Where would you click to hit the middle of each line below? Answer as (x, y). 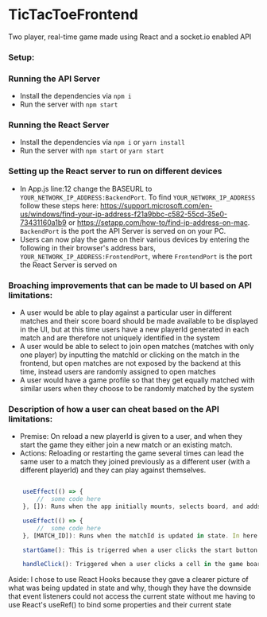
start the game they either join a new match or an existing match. (126, 445)
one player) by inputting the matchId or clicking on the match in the (130, 355)
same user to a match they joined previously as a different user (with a (135, 462)
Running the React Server (59, 125)
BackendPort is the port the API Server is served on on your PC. (123, 231)
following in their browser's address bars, (88, 247)
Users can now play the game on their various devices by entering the (135, 239)
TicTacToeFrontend (74, 15)
